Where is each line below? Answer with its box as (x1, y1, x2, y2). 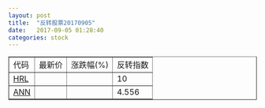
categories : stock (8, 33, 69, 42)
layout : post (8, 11, 51, 20)
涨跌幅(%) (70, 60, 109, 71)
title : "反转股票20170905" (8, 19, 96, 27)
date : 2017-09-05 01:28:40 (8, 26, 104, 34)
